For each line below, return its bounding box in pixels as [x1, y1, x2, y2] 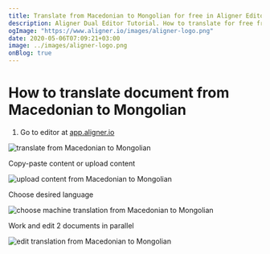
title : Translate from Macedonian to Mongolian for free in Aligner [8, 11, 243, 20]
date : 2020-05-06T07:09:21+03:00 [8, 34, 121, 43]
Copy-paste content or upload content [8, 158, 136, 168]
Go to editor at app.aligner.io [19, 127, 115, 137]
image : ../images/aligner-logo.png [8, 42, 128, 50]
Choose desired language [8, 190, 94, 199]
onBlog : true [8, 49, 52, 57]
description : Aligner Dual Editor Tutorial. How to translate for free [8, 19, 253, 27]
